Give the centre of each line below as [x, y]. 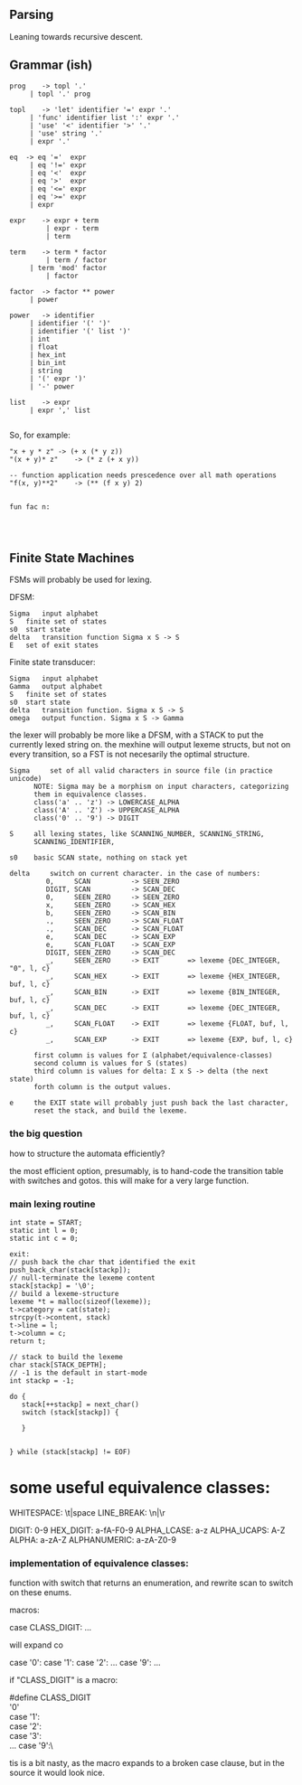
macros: [24, 1610]
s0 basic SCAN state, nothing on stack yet [99, 858]
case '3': [26, 1736]
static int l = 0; [44, 1231]
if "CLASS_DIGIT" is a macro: [64, 1680]
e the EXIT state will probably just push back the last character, [149, 1103]
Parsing [32, 15]
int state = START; [46, 1223]
